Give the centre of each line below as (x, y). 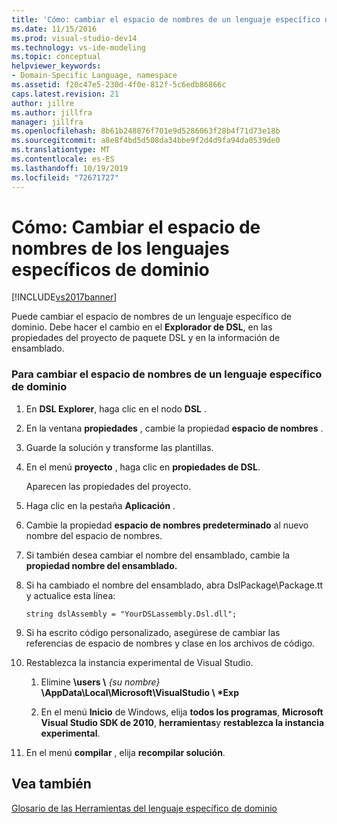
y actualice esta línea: (70, 595)
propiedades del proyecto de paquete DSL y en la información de (146, 338)
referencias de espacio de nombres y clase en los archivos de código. (170, 643)
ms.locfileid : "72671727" (65, 177)
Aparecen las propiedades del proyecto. (108, 486)
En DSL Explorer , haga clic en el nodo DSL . (116, 408)
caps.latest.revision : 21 (65, 94)
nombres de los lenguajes (120, 248)
